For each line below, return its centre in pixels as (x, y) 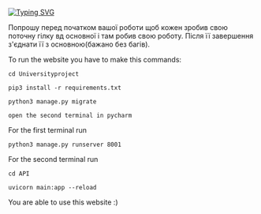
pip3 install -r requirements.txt (65, 88)
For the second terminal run (53, 159)
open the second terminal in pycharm (70, 115)
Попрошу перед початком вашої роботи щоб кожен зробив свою (118, 27)
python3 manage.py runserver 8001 (65, 145)
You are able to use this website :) (63, 202)
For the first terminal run (48, 130)
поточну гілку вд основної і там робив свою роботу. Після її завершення (131, 36)
